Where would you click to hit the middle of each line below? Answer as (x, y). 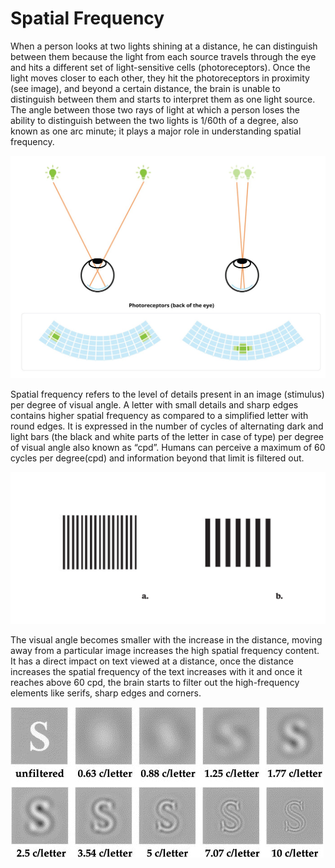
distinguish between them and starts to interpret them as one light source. (163, 99)
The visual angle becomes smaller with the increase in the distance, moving (166, 639)
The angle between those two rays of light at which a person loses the (155, 109)
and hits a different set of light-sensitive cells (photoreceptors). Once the (160, 67)
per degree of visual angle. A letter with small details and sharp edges (154, 404)
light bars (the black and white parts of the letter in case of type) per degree (167, 436)
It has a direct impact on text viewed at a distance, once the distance (152, 661)
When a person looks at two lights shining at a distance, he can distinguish (164, 46)
